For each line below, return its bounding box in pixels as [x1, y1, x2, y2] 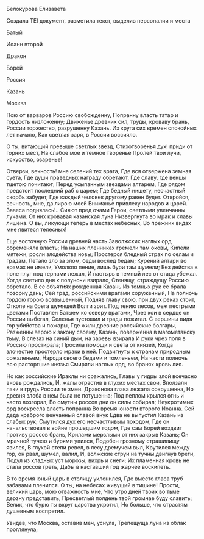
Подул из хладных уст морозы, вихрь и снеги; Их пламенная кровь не [6, 457, 190, 464]
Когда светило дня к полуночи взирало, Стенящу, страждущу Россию [6, 277, 189, 284]
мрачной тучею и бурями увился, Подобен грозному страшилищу [6, 437, 180, 444]
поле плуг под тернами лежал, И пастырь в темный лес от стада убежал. [6, 270, 198, 277]
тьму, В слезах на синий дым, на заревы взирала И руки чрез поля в [6, 335, 186, 342]
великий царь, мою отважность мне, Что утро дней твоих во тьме [6, 488, 180, 495]
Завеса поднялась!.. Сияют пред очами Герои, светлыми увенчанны [6, 207, 186, 213]
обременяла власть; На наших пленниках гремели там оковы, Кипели [6, 244, 190, 251]
